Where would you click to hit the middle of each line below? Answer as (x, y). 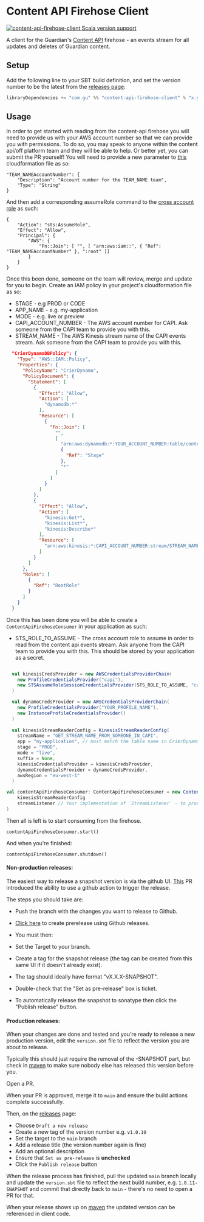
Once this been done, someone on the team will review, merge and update (99, 279)
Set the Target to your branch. (53, 947)
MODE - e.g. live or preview (49, 316)
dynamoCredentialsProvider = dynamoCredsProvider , (83, 770)
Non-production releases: (40, 868)
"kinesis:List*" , (66, 523)
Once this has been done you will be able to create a (72, 620)
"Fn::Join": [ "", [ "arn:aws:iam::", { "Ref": (100, 246)
